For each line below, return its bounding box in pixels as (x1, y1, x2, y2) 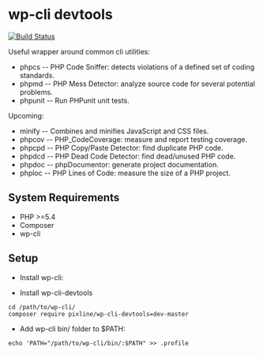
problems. (19, 87, 53, 96)
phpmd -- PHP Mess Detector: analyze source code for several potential (19, 79, 255, 88)
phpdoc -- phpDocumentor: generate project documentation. (19, 159, 219, 169)
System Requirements (8, 191, 120, 204)
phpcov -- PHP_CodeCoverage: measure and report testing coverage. (19, 134, 247, 144)
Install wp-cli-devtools (19, 288, 93, 297)
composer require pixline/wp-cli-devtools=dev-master (8, 310, 190, 318)
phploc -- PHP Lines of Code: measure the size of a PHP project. (19, 168, 231, 177)
